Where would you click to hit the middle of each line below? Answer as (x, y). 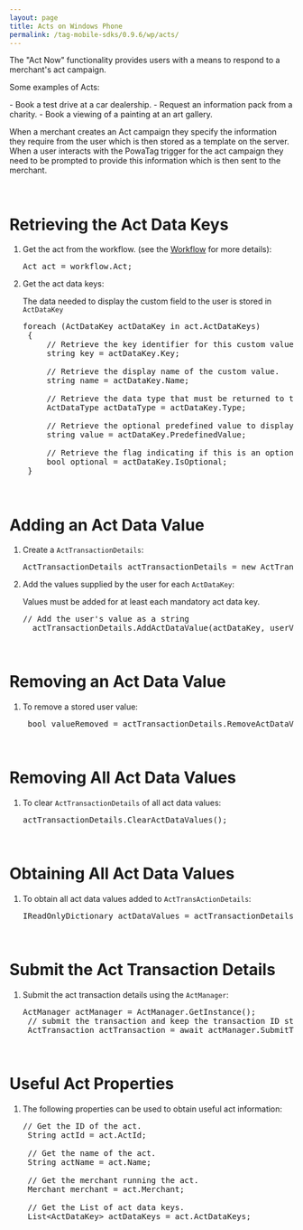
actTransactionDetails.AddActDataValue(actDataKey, (149, 628)
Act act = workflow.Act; (77, 267)
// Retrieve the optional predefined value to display (170, 426)
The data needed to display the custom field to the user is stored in (147, 301)
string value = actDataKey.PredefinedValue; (146, 435)
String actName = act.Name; (89, 1162)
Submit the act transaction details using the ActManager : (125, 995)
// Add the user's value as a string (106, 619)
